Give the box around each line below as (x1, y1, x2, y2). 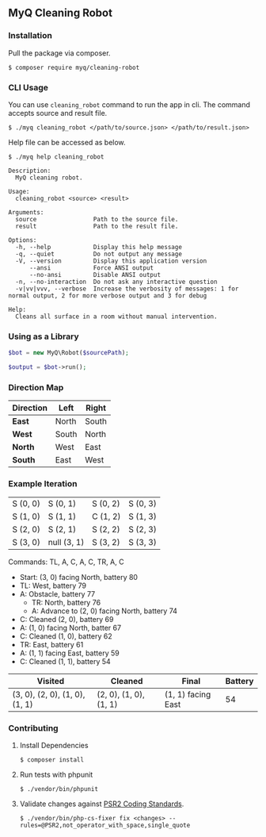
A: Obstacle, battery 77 (19, 589, 96, 598)
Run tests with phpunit (19, 770, 93, 779)
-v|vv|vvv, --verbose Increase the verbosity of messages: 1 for (15, 285, 239, 293)
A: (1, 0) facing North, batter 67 (19, 623, 121, 632)
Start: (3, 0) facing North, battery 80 (19, 572, 139, 582)
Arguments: (8, 208, 44, 217)
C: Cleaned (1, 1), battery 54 (19, 656, 111, 666)
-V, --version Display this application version (15, 257, 207, 265)
